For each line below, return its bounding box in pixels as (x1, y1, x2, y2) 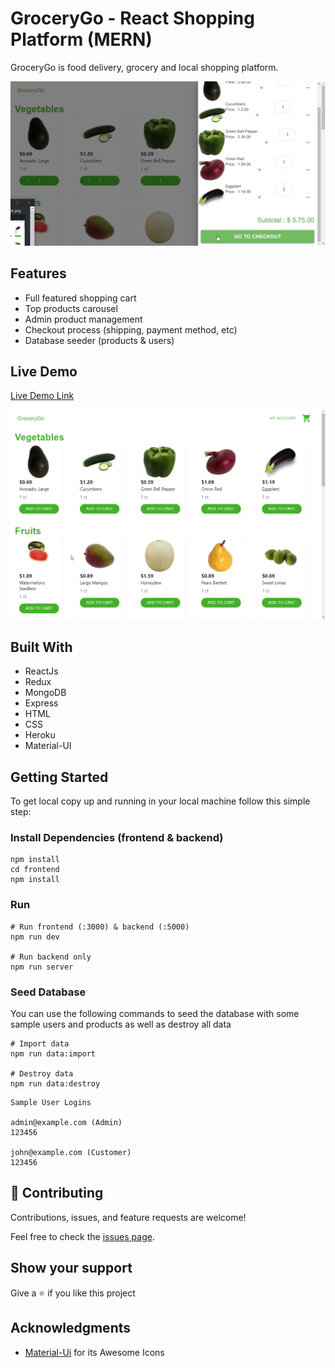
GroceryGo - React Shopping (10, 7, 255, 30)
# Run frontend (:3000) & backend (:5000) (10, 922, 190, 932)
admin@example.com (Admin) (10, 1118, 123, 1128)
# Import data (10, 1039, 70, 1049)
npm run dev (10, 932, 60, 942)
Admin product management (24, 313, 143, 325)
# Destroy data (10, 1069, 74, 1079)
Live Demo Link (10, 390, 75, 402)
